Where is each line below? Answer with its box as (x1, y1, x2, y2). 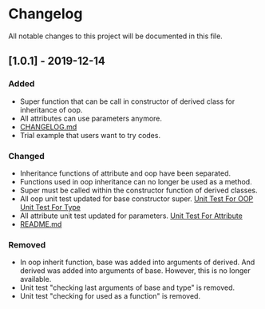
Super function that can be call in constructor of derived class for (19, 97, 235, 106)
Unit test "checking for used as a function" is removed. (19, 291, 201, 301)
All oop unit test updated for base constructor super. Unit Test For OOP (19, 193, 254, 204)
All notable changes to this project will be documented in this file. (8, 31, 223, 41)
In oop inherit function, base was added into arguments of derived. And (19, 257, 255, 267)
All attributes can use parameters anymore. (19, 113, 162, 123)
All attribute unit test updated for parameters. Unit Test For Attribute (19, 211, 243, 220)
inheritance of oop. (19, 105, 83, 114)
